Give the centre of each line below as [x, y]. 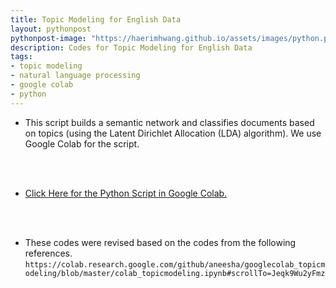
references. [48, 253]
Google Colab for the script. [82, 143]
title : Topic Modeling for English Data [96, 19]
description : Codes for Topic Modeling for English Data [131, 47]
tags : [21, 57]
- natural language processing [75, 76]
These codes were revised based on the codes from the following [160, 242]
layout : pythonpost [51, 29]
